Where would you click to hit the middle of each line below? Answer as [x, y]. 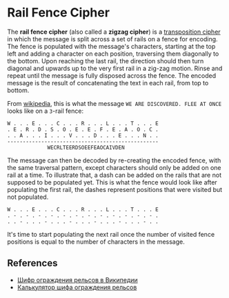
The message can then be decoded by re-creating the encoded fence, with [114, 160]
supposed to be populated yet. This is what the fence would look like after [112, 182]
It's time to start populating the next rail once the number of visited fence [111, 234]
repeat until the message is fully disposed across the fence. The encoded [112, 75]
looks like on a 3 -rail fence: [46, 111]
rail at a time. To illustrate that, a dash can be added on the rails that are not [114, 175]
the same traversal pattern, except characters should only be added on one [114, 167]
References [32, 263]
